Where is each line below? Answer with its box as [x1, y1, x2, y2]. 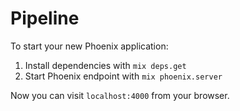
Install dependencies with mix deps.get [24, 59, 187, 71]
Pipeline [10, 7, 80, 30]
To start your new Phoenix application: [10, 40, 169, 52]
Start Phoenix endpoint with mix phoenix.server [24, 70, 223, 82]
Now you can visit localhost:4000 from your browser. [10, 89, 230, 101]
